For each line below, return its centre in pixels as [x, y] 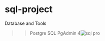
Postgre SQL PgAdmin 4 [55, 33]
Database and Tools [26, 23]
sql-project [29, 9]
